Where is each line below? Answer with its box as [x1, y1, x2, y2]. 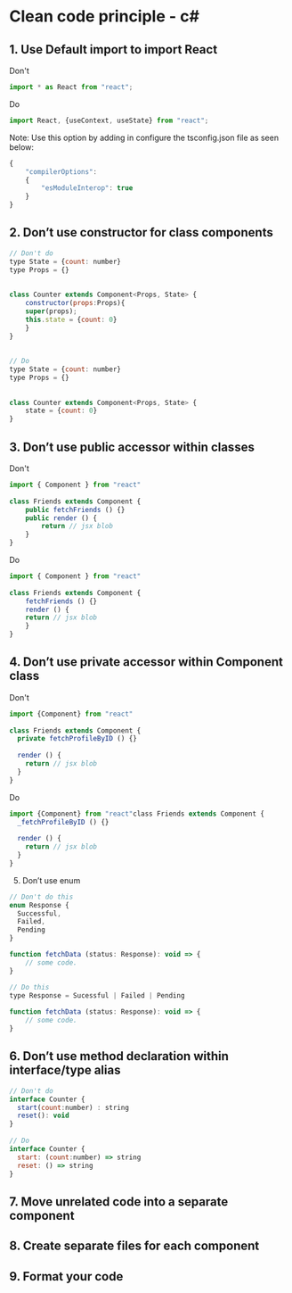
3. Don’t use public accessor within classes [9, 439, 255, 454]
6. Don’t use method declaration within [9, 1048, 230, 1064]
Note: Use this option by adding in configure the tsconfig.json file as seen [9, 132, 279, 143]
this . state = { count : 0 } [25, 315, 118, 324]
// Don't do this [9, 892, 74, 901]
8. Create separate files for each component [9, 1239, 260, 1254]
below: [9, 141, 34, 153]
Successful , [17, 908, 62, 918]
